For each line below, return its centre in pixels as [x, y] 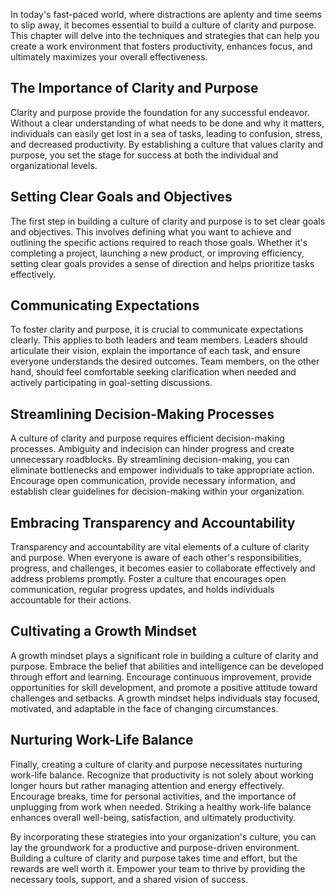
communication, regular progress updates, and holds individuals [142, 590]
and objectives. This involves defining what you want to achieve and [151, 231]
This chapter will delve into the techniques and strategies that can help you [165, 35]
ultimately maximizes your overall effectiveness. [109, 57]
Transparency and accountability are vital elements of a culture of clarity [160, 547]
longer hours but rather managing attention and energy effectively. [147, 785]
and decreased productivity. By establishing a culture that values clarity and [167, 144]
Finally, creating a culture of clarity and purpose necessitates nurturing [156, 764]
